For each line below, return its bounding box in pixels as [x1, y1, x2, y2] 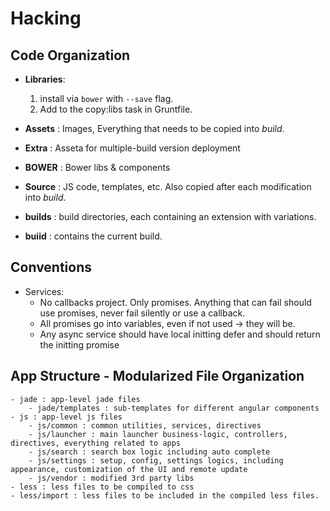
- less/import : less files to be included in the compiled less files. [10, 490, 320, 501]
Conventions [10, 259, 93, 276]
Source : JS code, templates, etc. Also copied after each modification [24, 181, 312, 192]
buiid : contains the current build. [24, 230, 163, 242]
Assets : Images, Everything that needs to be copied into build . [24, 123, 285, 134]
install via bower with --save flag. [39, 93, 174, 104]
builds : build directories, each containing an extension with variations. [24, 211, 317, 222]
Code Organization [10, 47, 131, 64]
